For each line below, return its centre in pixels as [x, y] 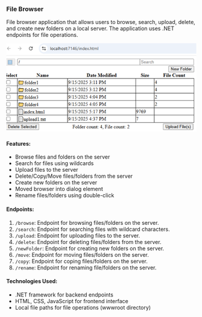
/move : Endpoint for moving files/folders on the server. [82, 254]
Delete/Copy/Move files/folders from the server [74, 176]
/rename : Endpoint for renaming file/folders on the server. [86, 268]
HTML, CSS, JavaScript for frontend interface [71, 301]
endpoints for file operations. [42, 35]
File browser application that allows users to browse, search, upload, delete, [101, 22]
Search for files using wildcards [54, 163]
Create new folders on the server [56, 183]
